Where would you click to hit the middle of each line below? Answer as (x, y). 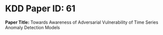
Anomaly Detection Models (33, 27)
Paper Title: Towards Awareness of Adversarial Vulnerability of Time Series (82, 22)
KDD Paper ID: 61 (40, 9)
